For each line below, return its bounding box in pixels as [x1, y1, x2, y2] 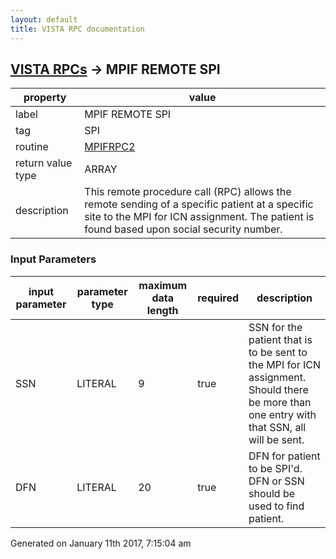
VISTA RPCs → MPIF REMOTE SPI [10, 61, 221, 78]
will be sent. [248, 432, 305, 446]
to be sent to [248, 345, 308, 359]
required [197, 291, 239, 305]
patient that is [248, 332, 313, 346]
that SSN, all [248, 420, 307, 434]
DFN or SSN [248, 474, 305, 488]
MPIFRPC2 [84, 140, 136, 154]
